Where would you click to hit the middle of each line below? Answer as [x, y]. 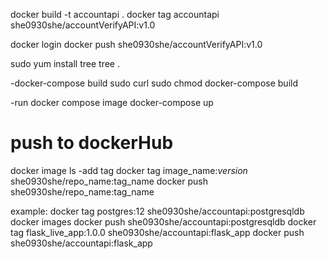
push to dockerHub [92, 143]
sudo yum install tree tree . [65, 63]
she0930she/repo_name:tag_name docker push [109, 181]
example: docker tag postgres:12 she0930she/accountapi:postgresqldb [157, 211]
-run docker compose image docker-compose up [112, 102]
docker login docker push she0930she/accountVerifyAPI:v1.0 [136, 44]
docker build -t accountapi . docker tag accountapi [115, 14]
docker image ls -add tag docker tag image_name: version [129, 170]
